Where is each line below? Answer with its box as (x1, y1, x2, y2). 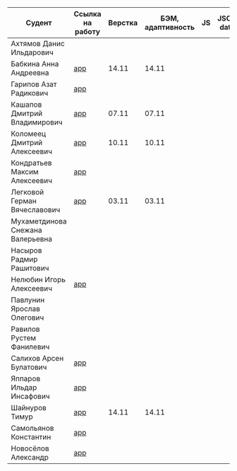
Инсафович (11, 392, 51, 401)
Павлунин (11, 295, 45, 305)
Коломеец (11, 129, 47, 139)
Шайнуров (11, 403, 47, 412)
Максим (11, 167, 39, 176)
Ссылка (73, 9, 102, 18)
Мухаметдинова (11, 216, 67, 226)
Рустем (11, 333, 37, 342)
